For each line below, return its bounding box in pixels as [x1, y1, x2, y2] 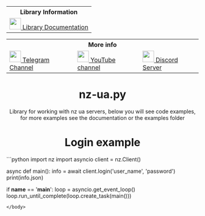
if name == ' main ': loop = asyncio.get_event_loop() [6, 186, 135, 193]
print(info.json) [6, 173, 44, 181]
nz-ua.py [79, 88, 126, 102]
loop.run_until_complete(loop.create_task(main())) [6, 192, 132, 200]
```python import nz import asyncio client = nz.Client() [6, 155, 142, 163]
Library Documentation [22, 23, 88, 31]
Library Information [20, 8, 78, 16]
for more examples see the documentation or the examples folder [20, 114, 185, 121]
